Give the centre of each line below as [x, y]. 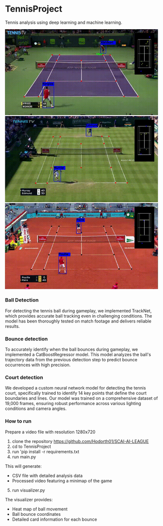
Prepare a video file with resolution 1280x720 [50, 432]
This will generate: [24, 466]
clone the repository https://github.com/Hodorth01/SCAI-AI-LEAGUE [80, 441]
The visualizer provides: [29, 499]
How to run [18, 421]
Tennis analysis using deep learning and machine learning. [64, 22]
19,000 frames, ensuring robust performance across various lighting [73, 404]
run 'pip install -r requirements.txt [46, 451]
